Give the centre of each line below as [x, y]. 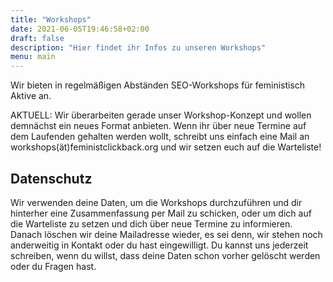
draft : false [37, 38]
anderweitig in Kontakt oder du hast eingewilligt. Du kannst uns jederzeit [159, 245]
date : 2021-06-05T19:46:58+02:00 [80, 29]
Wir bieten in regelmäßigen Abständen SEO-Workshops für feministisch [158, 85]
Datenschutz [51, 178]
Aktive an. [31, 96]
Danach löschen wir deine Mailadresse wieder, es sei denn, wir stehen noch [166, 234]
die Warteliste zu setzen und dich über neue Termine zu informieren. [151, 223]
